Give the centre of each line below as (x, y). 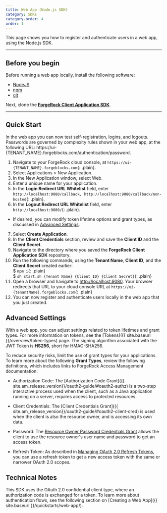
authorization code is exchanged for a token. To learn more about (72, 495)
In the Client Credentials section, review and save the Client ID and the (86, 239)
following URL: (21, 147)
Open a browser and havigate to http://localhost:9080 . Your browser (83, 281)
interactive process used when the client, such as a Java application (83, 391)
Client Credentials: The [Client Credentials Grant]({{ (65, 406)
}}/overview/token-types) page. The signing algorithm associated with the (81, 340)
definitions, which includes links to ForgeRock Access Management (75, 366)
